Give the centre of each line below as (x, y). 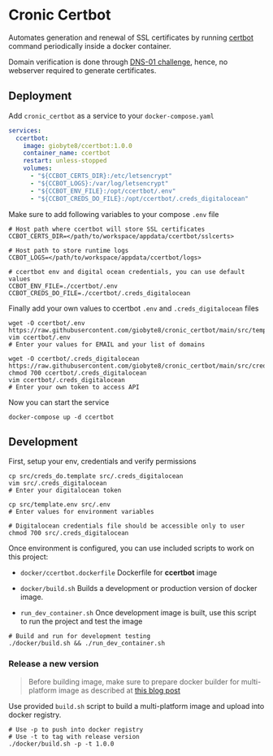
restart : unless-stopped (65, 161)
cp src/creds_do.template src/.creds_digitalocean (96, 476)
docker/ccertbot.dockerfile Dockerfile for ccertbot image (119, 573)
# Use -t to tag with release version (74, 736)
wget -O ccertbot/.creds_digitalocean (74, 358)
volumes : (38, 168)
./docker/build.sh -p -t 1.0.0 (61, 744)
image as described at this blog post (119, 690)
